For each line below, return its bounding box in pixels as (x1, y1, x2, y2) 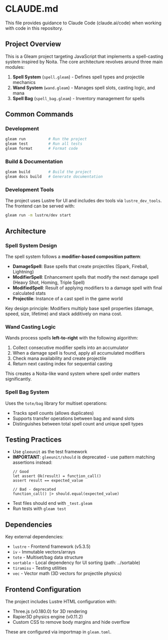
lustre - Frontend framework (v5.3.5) (12, 543, 91, 549)
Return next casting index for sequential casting (12, 361, 113, 367)
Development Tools (5, 186, 54, 193)
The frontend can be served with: (5, 203, 75, 209)
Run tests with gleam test (12, 505, 67, 511)
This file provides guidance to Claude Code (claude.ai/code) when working (5, 20, 162, 26)
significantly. (5, 376, 32, 382)
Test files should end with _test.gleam (12, 500, 93, 506)
